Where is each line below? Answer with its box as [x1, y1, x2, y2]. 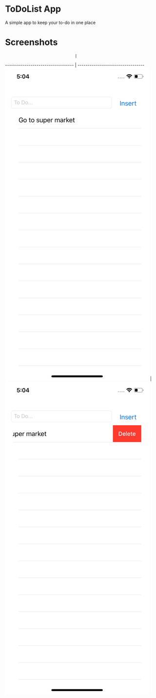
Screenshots [5, 37, 58, 48]
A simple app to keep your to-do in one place [5, 20, 96, 25]
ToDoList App [5, 3, 61, 15]
